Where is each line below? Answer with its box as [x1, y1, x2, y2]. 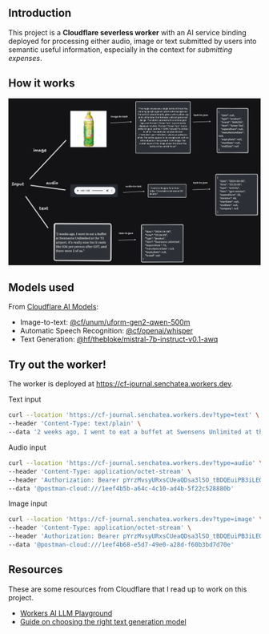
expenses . [8, 53, 42, 63]
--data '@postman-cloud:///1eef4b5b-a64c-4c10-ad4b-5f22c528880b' [8, 484, 235, 492]
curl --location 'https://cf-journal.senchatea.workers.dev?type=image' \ [8, 515, 263, 523]
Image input [8, 499, 48, 508]
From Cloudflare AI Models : [8, 302, 98, 312]
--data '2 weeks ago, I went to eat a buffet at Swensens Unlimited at [8, 428, 252, 436]
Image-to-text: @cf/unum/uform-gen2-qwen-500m [19, 317, 191, 327]
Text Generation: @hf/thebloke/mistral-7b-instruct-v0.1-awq [19, 334, 219, 344]
